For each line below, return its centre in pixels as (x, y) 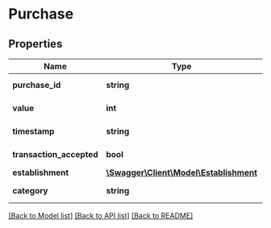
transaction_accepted (55, 154)
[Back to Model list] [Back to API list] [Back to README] (101, 216)
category (30, 191)
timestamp (33, 131)
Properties (35, 44)
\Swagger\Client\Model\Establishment (182, 172)
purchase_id (37, 85)
